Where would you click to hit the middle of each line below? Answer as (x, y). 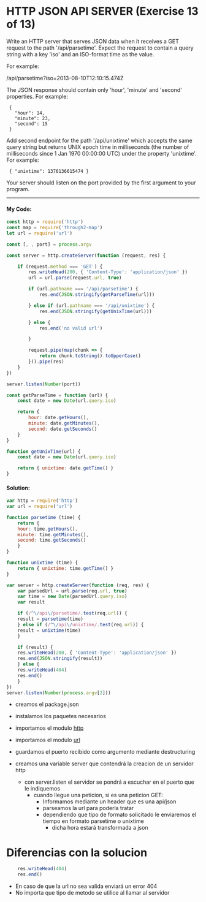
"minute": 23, (32, 118)
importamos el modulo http (49, 728)
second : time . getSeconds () (52, 540)
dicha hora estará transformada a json (100, 828)
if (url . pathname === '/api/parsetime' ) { (83, 289)
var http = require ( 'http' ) (42, 501)
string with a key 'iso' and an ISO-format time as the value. (80, 54)
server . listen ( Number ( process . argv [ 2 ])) (59, 693)
